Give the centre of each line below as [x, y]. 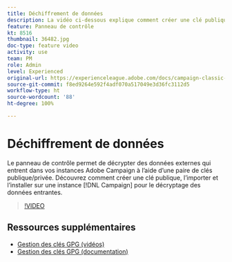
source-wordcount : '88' [41, 97]
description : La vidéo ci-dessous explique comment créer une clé [105, 20]
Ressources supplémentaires [71, 228]
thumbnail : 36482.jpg [38, 39]
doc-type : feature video [43, 46]
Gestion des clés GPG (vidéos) [61, 244]
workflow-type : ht [33, 91]
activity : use [28, 53]
